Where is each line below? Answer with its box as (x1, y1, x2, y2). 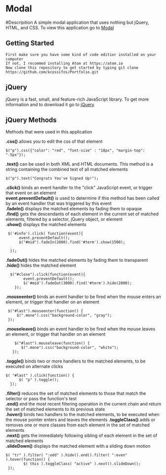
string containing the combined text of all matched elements (5, 167, 128, 173)
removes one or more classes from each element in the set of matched (5, 422, 150, 428)
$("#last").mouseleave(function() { (14, 341, 90, 346)
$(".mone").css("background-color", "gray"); (16, 313, 112, 318)
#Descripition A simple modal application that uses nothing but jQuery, (5, 19, 150, 25)
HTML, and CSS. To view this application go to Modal (5, 24, 114, 30)
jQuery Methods (5, 116, 57, 124)
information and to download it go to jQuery (5, 101, 94, 107)
